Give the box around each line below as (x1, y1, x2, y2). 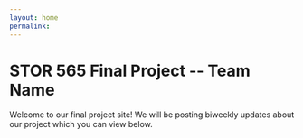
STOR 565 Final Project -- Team (9, 60, 251, 81)
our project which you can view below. (9, 119, 153, 130)
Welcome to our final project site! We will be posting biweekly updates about (9, 109, 295, 120)
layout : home (9, 13, 59, 23)
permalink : (9, 22, 51, 31)
